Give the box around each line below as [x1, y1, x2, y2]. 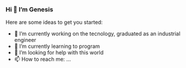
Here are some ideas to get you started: [5, 19, 103, 26]
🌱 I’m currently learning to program [14, 43, 100, 50]
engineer [14, 37, 37, 44]
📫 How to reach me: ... [14, 56, 71, 63]
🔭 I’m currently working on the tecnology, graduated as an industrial [14, 30, 181, 37]
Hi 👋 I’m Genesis [5, 5, 53, 14]
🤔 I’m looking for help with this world [14, 49, 104, 56]
